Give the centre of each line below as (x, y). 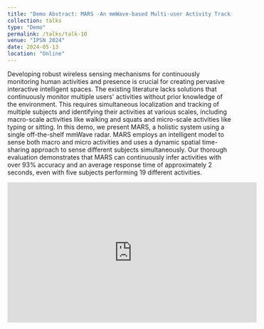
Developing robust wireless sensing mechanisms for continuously (104, 74)
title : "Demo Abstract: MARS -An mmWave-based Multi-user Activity (110, 14)
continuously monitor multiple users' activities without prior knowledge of (115, 96)
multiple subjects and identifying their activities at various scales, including (117, 112)
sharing (19, 150)
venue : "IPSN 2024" (36, 41)
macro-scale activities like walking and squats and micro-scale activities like (119, 119)
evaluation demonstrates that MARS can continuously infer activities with (115, 157)
